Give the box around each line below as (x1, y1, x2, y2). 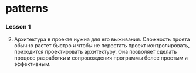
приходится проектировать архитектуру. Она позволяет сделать (13, 48, 177, 55)
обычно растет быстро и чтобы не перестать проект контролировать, (13, 42, 190, 49)
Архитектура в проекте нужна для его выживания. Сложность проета (13, 36, 190, 43)
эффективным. (13, 61, 51, 68)
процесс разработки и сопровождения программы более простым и (13, 54, 188, 61)
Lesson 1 (5, 23, 31, 31)
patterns (5, 2, 48, 15)
